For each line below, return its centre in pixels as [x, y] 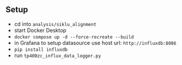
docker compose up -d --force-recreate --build [74, 37]
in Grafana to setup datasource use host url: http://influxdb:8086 [95, 43]
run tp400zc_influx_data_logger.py [58, 55]
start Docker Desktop [40, 30]
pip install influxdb [41, 50]
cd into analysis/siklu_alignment [55, 24]
